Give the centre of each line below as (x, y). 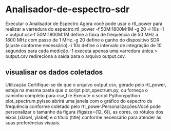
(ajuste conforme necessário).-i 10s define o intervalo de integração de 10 (83, 45)
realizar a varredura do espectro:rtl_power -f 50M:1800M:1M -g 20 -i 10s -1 (85, 29)
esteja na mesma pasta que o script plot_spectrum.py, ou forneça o (77, 90)
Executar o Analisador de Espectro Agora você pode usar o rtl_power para (84, 24)
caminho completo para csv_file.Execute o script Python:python (73, 95)
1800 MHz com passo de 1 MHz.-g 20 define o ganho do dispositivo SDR (82, 40)
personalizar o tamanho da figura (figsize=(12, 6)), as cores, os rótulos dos (84, 112)
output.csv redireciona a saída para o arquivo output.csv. (66, 56)
